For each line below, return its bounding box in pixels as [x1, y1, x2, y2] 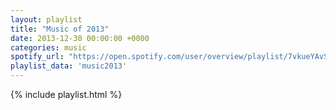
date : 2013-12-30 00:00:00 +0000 [10, 33, 150, 43]
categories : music [10, 42, 87, 53]
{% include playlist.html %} [10, 89, 123, 100]
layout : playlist [10, 14, 83, 25]
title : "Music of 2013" [10, 24, 110, 34]
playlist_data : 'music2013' [10, 61, 128, 71]
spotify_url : [10, 52, 65, 62]
